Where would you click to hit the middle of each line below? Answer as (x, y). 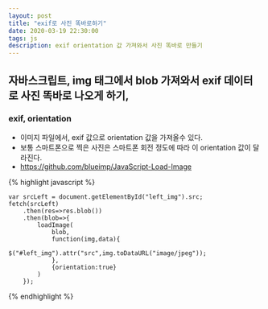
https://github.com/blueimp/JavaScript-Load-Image (105, 167)
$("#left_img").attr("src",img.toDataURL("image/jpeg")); (107, 253)
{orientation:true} (84, 267)
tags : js (23, 38)
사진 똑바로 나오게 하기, (75, 95)
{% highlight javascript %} (52, 182)
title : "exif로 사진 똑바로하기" (58, 23)
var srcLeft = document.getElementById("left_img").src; (106, 197)
